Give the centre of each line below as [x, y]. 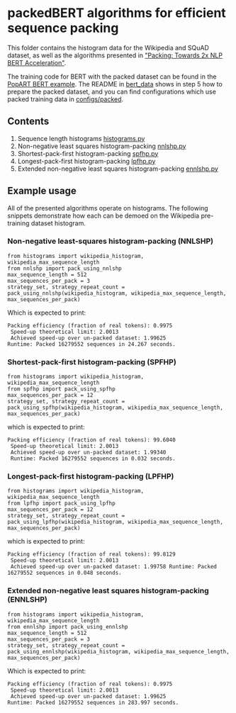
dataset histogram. [58, 223]
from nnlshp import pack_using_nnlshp [64, 268]
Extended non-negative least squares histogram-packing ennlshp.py [118, 169]
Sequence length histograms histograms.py [81, 138]
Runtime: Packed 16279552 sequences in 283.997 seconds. [93, 702]
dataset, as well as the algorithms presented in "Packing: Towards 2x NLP [115, 55]
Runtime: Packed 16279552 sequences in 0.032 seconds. [93, 459]
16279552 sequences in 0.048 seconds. [64, 573]
